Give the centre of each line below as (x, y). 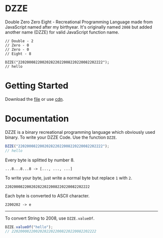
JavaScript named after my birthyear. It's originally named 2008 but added (79, 27)
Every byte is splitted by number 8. (40, 160)
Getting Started (37, 86)
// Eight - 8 (18, 54)
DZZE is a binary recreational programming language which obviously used (80, 132)
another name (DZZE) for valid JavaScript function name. (62, 32)
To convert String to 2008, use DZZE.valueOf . (50, 218)
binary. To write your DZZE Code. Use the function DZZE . (61, 137)
